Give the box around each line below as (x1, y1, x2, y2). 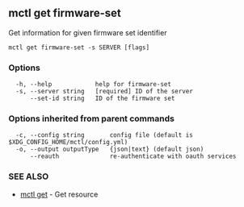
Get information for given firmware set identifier (8, 27, 167, 37)
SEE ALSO (8, 171, 49, 182)
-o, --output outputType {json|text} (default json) (15, 145, 204, 154)
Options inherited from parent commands (8, 113, 175, 124)
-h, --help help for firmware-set (15, 81, 172, 89)
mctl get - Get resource (19, 189, 99, 199)
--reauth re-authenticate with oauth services (29, 152, 237, 160)
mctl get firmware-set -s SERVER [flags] (8, 43, 150, 52)
